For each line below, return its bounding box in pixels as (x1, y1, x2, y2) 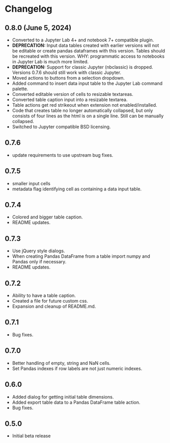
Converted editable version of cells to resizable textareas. (12, 91, 133, 97)
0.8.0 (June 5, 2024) (5, 23, 72, 32)
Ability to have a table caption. (12, 292, 76, 299)
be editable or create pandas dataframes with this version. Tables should (12, 48, 165, 54)
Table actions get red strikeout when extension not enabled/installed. (12, 102, 157, 108)
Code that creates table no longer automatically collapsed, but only (12, 108, 153, 113)
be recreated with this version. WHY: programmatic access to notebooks (12, 53, 165, 59)
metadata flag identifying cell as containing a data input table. (12, 186, 142, 192)
